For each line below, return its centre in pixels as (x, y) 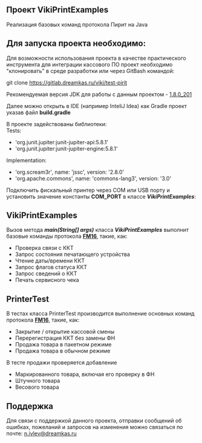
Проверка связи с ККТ (44, 248)
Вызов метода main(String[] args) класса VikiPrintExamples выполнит (98, 230)
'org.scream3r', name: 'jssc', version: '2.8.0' (70, 172)
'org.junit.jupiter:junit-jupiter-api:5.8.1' (62, 142)
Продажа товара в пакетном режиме (63, 345)
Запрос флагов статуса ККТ (51, 267)
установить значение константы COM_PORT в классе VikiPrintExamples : (101, 196)
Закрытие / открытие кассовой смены (65, 332)
